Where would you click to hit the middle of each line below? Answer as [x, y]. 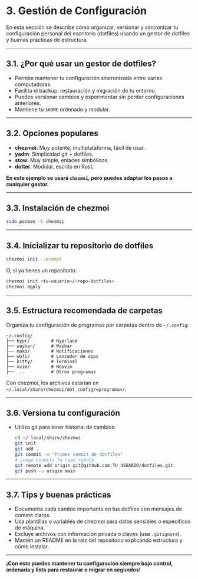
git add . [27, 449]
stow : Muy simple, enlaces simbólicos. [62, 160]
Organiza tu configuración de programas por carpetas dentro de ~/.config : [98, 325]
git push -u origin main [45, 471]
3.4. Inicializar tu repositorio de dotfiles [80, 246]
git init [25, 443]
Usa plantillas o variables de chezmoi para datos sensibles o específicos [103, 522]
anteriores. [28, 103]
